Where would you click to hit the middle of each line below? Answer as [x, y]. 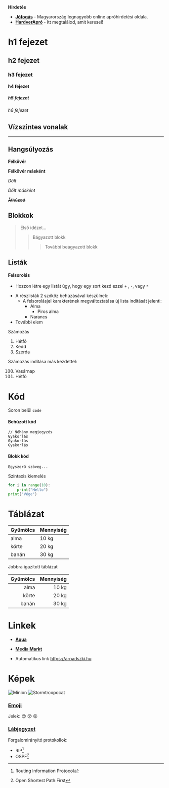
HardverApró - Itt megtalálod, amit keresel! [59, 22]
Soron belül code [25, 410]
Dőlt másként [22, 190]
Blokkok [21, 216]
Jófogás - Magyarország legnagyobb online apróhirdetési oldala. [82, 17]
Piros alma [48, 312]
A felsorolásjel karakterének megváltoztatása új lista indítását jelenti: [92, 301]
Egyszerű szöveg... [28, 467]
